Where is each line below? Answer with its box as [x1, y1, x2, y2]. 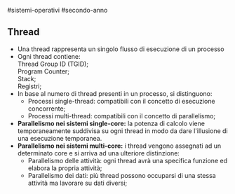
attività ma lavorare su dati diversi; [27, 179, 128, 187]
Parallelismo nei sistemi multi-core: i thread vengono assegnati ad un [17, 141, 222, 150]
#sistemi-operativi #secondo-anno [7, 6, 108, 14]
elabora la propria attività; [27, 164, 102, 172]
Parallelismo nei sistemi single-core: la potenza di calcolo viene [17, 119, 206, 127]
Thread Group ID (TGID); [17, 60, 89, 68]
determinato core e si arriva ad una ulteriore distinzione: [17, 148, 180, 157]
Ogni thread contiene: [17, 52, 81, 60]
